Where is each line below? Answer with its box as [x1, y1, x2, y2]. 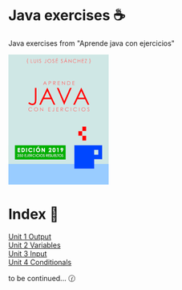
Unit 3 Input [8, 248, 47, 258]
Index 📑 [8, 206, 59, 223]
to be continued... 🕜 [8, 273, 76, 283]
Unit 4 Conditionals [8, 257, 72, 267]
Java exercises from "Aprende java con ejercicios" [8, 38, 175, 48]
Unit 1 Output [8, 231, 52, 241]
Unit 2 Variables [8, 240, 62, 250]
